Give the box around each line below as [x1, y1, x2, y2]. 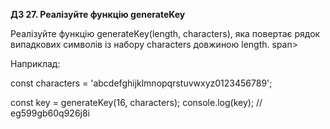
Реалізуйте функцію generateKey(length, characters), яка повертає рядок [10, 28, 321, 39]
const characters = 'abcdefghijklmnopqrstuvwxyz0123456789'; [10, 77, 273, 89]
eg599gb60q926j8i [10, 107, 91, 119]
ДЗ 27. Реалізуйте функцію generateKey [10, 9, 186, 20]
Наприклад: [10, 58, 61, 69]
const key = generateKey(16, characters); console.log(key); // [10, 97, 263, 108]
